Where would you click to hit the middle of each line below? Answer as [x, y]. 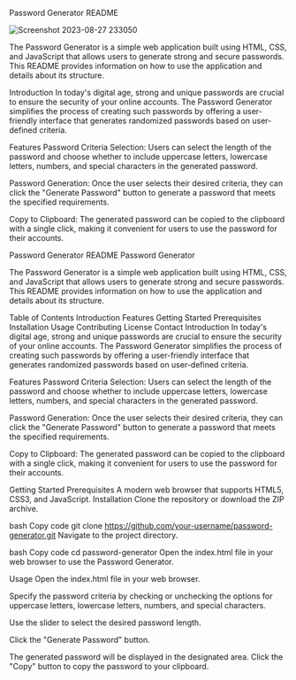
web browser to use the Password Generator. [91, 562]
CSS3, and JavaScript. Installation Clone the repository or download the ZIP [147, 499]
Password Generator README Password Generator [102, 255]
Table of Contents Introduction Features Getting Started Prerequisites [136, 317]
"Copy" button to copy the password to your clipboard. [109, 666]
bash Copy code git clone [56, 525]
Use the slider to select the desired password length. [105, 622]
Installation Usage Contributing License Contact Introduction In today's [138, 327]
